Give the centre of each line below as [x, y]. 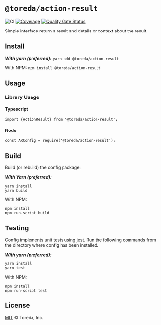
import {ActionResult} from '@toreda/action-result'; [62, 120]
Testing [17, 228]
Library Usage [22, 97]
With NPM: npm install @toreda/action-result [53, 67]
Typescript [16, 109]
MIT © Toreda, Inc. [24, 317]
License [17, 306]
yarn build [16, 191]
